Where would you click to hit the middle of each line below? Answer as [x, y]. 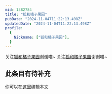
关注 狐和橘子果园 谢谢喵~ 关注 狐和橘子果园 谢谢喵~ [56, 56]
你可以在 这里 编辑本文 [27, 87]
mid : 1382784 [19, 10]
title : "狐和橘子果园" [26, 14]
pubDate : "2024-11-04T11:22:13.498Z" [44, 19]
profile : [14, 28]
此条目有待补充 [28, 74]
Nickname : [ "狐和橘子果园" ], [42, 38]
